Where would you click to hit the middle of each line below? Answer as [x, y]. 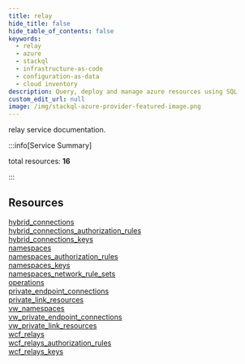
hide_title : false [39, 24]
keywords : [25, 39]
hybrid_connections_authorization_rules [75, 230]
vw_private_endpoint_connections [65, 317]
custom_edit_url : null [47, 99]
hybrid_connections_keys [51, 239]
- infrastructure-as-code [60, 69]
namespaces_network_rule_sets [62, 274]
